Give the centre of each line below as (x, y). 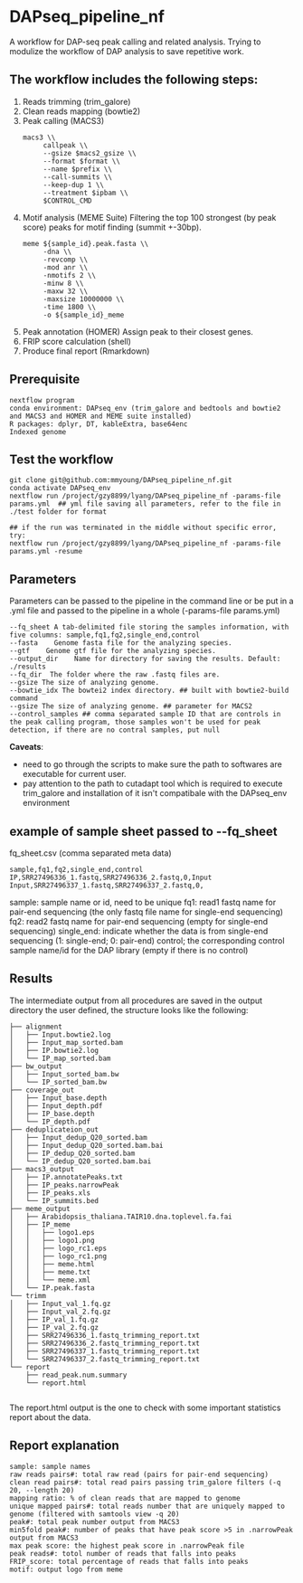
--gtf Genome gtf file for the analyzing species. (113, 651)
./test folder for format (58, 512)
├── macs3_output (42, 1169)
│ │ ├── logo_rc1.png (58, 1256)
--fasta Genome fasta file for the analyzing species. (121, 643)
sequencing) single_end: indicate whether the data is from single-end (139, 931)
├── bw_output (36, 1066)
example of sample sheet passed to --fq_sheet (143, 831)
